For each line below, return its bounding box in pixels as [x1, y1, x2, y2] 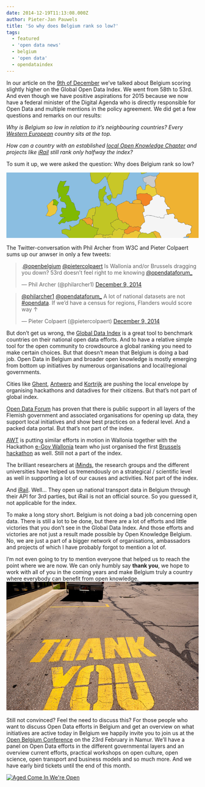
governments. [6, 368, 41, 376]
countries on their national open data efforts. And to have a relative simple [6, 336, 193, 343]
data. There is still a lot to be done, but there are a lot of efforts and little [6, 518, 187, 525]
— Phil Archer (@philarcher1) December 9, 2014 [21, 281, 142, 288]
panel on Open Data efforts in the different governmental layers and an [6, 742, 184, 750]
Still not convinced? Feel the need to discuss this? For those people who [6, 716, 188, 723]
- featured [12, 35, 40, 42]
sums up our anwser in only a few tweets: [6, 251, 111, 258]
